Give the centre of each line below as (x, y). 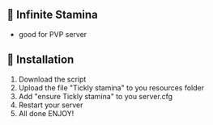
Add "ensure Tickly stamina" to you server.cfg (96, 96)
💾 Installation (40, 60)
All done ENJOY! (46, 113)
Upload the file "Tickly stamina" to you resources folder (111, 87)
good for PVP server (53, 34)
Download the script (52, 79)
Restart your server (51, 105)
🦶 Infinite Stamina (52, 15)
